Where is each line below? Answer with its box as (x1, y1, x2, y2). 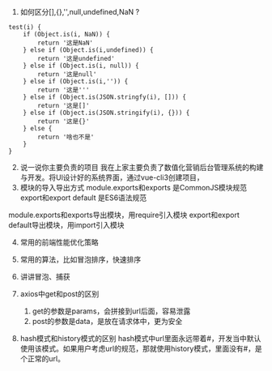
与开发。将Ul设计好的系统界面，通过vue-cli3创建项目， (19, 173, 204, 182)
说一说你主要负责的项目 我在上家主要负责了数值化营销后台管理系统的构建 (19, 163, 264, 172)
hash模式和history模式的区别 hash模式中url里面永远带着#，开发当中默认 (19, 334, 261, 343)
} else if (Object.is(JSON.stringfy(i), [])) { (23, 93, 186, 101)
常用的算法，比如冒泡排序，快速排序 (19, 254, 142, 264)
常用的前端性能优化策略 (19, 237, 99, 247)
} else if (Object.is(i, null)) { (23, 62, 139, 70)
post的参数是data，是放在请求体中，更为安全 (32, 317, 183, 326)
